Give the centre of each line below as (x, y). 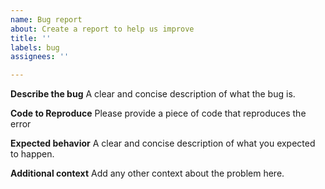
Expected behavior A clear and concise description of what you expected (163, 143)
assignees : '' (40, 57)
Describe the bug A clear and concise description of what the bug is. (153, 94)
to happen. (32, 154)
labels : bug (35, 47)
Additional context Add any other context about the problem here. (147, 173)
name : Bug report (46, 19)
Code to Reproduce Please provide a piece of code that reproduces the (158, 113)
